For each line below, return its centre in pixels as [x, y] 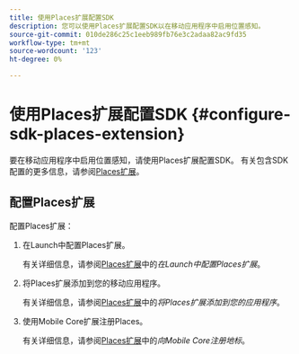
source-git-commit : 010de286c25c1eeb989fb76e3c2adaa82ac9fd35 [128, 34]
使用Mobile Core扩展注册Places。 [85, 321]
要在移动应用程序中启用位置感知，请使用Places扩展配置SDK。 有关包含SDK [149, 160]
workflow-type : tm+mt [50, 43]
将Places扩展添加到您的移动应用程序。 [94, 283]
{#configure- [242, 115]
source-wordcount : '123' [56, 51]
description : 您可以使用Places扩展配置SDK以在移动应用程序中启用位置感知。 [137, 26]
